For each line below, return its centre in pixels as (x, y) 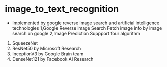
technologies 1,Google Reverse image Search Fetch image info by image (87, 28)
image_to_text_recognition (62, 9)
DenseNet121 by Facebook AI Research (53, 59)
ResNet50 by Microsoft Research (46, 48)
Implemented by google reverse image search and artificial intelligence (86, 23)
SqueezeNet (25, 43)
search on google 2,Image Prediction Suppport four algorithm (76, 33)
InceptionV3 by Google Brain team (48, 54)
